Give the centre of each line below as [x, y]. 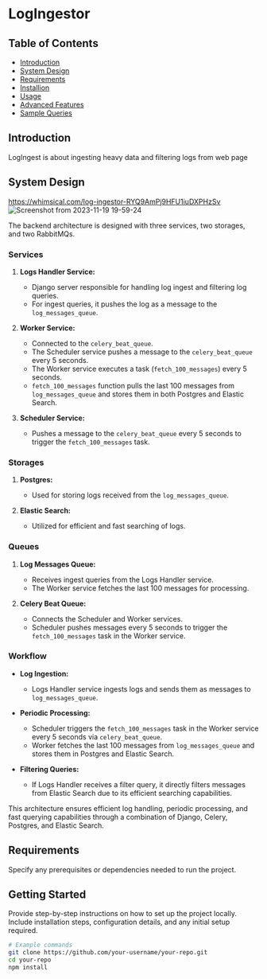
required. [23, 930]
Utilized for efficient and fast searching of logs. [108, 526]
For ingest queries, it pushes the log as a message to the [124, 304]
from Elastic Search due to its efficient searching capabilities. [132, 793]
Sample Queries [46, 113]
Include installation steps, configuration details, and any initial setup [119, 922]
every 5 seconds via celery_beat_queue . [97, 736]
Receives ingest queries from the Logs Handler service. [123, 579]
